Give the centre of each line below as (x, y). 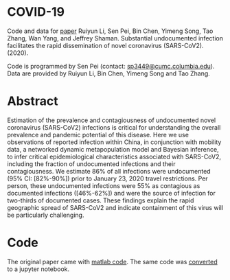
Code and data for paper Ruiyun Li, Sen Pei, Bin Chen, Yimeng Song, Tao (110, 31)
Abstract (33, 101)
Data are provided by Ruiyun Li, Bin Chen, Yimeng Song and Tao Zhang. (109, 73)
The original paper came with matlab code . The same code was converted (112, 261)
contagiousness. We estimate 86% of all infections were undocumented (109, 171)
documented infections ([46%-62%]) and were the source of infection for (112, 193)
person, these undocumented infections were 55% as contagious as (104, 185)
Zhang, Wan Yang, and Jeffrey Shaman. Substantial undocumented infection (115, 38)
